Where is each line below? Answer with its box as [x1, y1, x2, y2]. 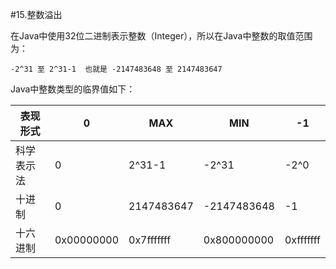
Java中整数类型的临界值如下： [10, 83, 136, 95]
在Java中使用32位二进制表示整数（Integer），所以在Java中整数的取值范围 [10, 30, 313, 42]
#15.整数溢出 [10, 9, 63, 20]
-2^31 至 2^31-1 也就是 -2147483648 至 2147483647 [10, 64, 223, 74]
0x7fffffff [128, 233, 172, 247]
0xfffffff [284, 233, 321, 247]
